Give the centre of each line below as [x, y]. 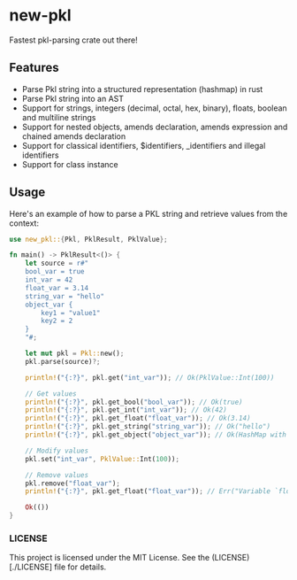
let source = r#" [57, 263]
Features [34, 68]
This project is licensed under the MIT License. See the [110, 558]
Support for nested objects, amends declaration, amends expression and [155, 127]
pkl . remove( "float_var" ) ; [73, 483]
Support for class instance [70, 164]
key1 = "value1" [71, 313]
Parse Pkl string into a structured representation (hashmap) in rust [142, 89]
